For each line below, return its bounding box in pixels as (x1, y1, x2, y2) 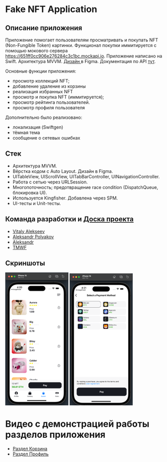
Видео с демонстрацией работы (5, 418, 150, 430)
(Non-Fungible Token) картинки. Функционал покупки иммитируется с (5, 42, 157, 48)
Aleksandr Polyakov (12, 233, 54, 240)
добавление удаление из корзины (12, 83, 86, 89)
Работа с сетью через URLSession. (12, 179, 88, 185)
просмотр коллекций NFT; (12, 78, 70, 84)
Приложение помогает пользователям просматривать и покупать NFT (5, 37, 158, 43)
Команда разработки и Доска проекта (5, 215, 134, 224)
